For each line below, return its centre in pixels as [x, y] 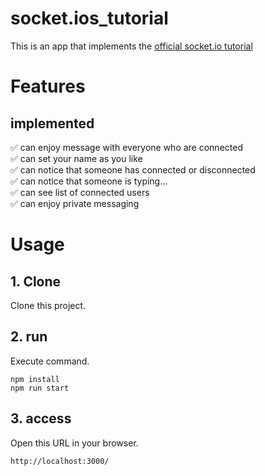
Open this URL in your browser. [74, 443]
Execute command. [50, 361]
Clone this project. [48, 305]
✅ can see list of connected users [80, 192]
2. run [29, 337]
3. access [41, 418]
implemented [52, 123]
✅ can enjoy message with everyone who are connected [126, 147]
